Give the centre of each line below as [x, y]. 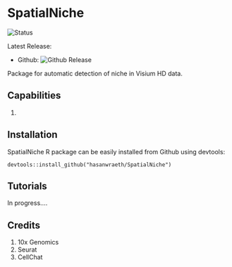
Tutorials [27, 186]
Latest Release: [30, 46]
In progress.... [28, 203]
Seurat [27, 250]
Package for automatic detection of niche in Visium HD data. [95, 73]
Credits [24, 225]
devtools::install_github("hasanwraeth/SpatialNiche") [90, 164]
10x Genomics [38, 242]
